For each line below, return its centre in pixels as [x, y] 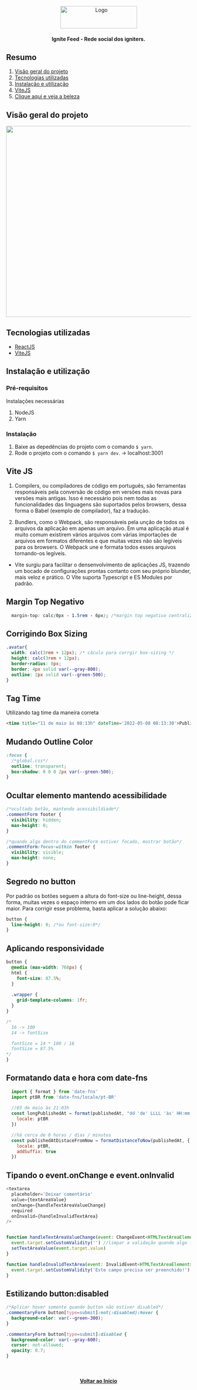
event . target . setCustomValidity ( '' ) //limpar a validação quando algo [99, 1243]
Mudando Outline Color [50, 741]
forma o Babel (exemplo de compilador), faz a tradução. [82, 511]
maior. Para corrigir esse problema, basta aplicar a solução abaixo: [87, 908]
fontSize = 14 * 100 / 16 [43, 1044]
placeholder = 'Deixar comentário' [52, 1194]
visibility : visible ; [38, 852]
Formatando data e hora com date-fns [77, 1078]
